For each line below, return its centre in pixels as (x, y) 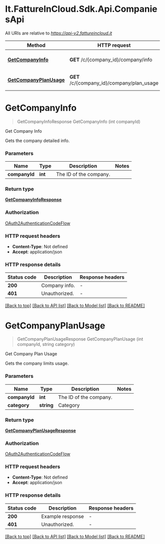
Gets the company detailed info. (37, 141)
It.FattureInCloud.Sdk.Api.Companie (81, 9)
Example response (63, 516)
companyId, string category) (46, 344)
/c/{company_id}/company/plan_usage (114, 83)
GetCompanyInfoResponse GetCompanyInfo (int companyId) (79, 121)
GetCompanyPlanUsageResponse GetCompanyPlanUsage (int (80, 339)
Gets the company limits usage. (37, 363)
